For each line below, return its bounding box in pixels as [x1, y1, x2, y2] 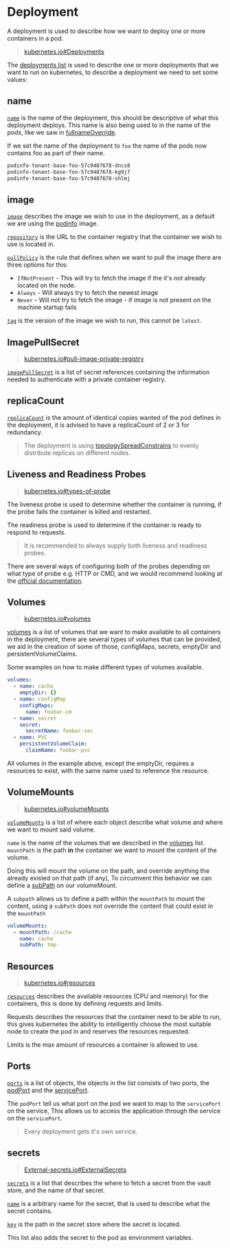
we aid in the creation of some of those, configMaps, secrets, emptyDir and [7, 643, 221, 651]
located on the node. [16, 281, 76, 289]
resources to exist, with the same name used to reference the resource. [7, 766, 209, 775]
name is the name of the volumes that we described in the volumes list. [7, 838, 205, 847]
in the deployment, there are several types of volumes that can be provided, [7, 635, 222, 643]
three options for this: [7, 260, 69, 269]
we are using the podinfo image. [7, 219, 98, 227]
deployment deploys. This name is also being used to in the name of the [7, 121, 211, 129]
